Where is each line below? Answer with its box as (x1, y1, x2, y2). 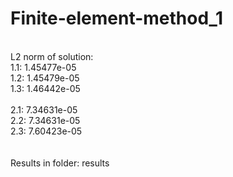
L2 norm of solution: (10, 50, 94, 62)
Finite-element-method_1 (10, 7, 223, 30)
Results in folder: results (10, 157, 110, 169)
